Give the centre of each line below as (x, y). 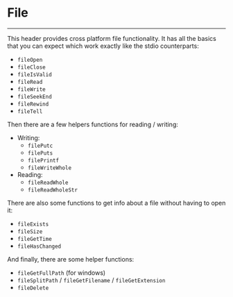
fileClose (32, 67)
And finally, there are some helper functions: (71, 259)
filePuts (40, 153)
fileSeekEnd (34, 96)
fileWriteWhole (49, 168)
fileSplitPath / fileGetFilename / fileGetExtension (91, 280)
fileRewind (33, 104)
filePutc (40, 146)
